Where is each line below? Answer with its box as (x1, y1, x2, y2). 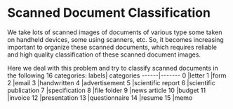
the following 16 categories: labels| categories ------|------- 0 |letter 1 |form (7, 71, 227, 80)
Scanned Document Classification (7, 5, 211, 21)
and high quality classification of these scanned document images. (7, 50, 201, 59)
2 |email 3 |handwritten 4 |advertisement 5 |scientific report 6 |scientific (7, 78, 215, 87)
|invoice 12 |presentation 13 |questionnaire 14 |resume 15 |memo (7, 93, 193, 102)
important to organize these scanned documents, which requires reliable (7, 43, 218, 51)
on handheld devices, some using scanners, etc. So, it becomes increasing (7, 35, 225, 43)
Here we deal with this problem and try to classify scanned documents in (7, 64, 219, 72)
